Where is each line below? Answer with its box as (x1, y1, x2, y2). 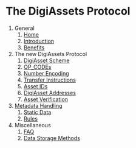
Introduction (23, 37, 55, 44)
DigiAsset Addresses (23, 89, 76, 96)
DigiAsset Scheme (23, 57, 70, 64)
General (14, 24, 35, 32)
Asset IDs (23, 82, 48, 90)
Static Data (23, 108, 52, 116)
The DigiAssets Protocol (5, 4, 131, 18)
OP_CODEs (23, 63, 52, 71)
